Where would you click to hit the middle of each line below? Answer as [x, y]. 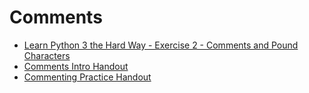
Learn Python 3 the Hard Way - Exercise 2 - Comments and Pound [161, 45]
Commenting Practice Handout [87, 77]
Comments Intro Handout [76, 66]
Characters [47, 55]
